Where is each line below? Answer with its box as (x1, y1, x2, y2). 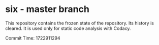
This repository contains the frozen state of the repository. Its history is (5, 20, 154, 26)
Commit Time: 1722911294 (5, 35, 60, 41)
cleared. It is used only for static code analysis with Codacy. (5, 25, 131, 31)
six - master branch (5, 3, 90, 15)
